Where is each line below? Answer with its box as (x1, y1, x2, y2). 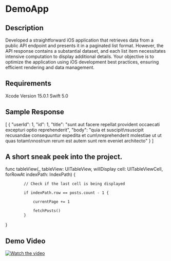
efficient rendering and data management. (5, 65, 95, 70)
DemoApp (5, 3, 49, 15)
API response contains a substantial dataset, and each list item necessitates (5, 48, 166, 54)
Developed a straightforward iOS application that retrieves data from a (5, 37, 154, 43)
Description (5, 24, 44, 32)
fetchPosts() (32, 208, 61, 213)
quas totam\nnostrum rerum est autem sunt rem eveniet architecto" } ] (5, 137, 154, 144)
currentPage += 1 (32, 199, 70, 205)
